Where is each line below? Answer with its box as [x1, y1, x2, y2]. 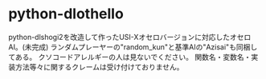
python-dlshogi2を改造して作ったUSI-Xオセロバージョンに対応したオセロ [8, 32, 252, 41]
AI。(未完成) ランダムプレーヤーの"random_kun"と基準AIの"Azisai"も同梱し [8, 41, 258, 52]
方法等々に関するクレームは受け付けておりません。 [14, 61, 184, 72]
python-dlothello [8, 5, 125, 23]
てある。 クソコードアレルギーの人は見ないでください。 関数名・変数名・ [8, 52, 252, 61]
